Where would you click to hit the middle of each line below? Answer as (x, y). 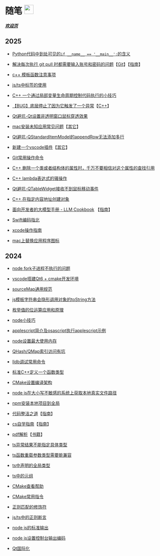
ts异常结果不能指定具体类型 (40, 445)
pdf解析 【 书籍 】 (29, 434)
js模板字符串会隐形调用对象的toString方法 (54, 300)
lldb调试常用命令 (29, 362)
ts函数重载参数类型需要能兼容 (42, 455)
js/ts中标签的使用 (29, 85)
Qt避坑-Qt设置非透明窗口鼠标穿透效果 (50, 116)
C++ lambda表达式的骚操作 (40, 178)
